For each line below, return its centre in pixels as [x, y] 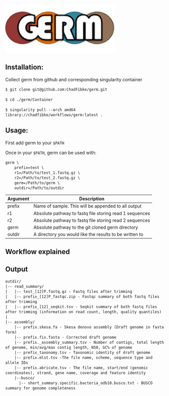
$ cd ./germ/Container [29, 100]
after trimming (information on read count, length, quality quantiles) [83, 312]
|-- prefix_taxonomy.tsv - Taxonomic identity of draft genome [82, 353]
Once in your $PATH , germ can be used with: [51, 153]
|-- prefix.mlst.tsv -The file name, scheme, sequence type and [83, 358]
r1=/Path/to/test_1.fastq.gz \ [47, 173]
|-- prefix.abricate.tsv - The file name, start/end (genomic [81, 368]
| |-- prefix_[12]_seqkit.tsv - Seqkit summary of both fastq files [81, 307]
